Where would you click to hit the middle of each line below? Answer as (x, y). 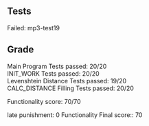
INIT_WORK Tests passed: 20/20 (53, 73)
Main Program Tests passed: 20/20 (57, 66)
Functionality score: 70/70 (44, 101)
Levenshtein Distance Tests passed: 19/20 (67, 81)
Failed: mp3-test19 (34, 28)
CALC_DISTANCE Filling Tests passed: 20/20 (70, 88)
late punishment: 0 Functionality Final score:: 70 (75, 115)
